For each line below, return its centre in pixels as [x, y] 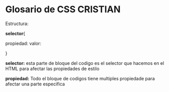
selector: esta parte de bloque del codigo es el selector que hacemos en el [85, 63]
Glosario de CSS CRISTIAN [63, 9]
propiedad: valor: [23, 43]
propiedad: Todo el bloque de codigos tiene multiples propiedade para [80, 78]
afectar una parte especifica [35, 84]
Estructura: [17, 24]
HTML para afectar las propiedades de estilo [52, 68]
